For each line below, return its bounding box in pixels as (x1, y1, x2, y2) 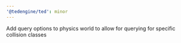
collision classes (6, 31, 47, 38)
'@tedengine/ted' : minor (6, 8, 68, 15)
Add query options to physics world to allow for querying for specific (6, 25, 176, 32)
